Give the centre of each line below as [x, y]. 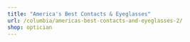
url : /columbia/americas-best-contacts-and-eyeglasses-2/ [95, 21]
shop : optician [30, 27]
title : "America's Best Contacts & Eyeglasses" [79, 14]
